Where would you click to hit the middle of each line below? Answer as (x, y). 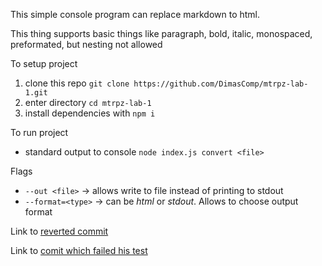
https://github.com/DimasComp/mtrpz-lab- (221, 84)
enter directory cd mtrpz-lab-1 (88, 102)
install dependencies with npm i (90, 113)
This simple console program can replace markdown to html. (135, 14)
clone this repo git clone (77, 83)
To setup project (44, 63)
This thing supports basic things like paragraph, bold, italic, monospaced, (161, 33)
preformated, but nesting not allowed (86, 44)
